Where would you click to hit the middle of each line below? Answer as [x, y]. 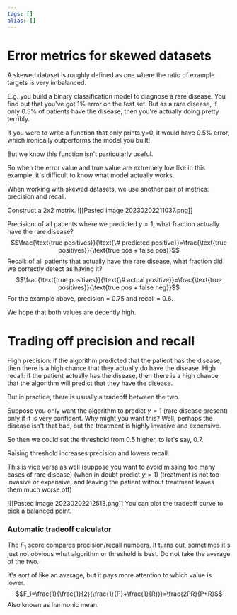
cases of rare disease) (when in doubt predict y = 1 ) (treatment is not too [114, 475]
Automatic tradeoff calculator [59, 529]
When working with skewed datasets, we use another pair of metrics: [108, 189]
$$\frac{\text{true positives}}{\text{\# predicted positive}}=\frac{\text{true [119, 243]
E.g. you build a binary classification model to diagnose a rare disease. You [117, 96]
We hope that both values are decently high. [72, 312]
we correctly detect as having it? [55, 269]
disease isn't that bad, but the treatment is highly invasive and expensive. [114, 426]
